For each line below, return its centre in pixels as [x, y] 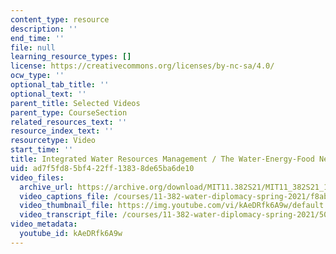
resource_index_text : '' [62, 131]
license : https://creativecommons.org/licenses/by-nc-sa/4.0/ [142, 66]
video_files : [37, 177]
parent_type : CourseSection [69, 112]
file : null [33, 47]
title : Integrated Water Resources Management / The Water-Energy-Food [162, 159]
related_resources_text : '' [69, 122]
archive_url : [46, 187]
